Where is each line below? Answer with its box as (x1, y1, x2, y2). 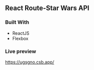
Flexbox (12, 35, 29, 41)
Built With (5, 19, 30, 26)
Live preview (5, 48, 36, 55)
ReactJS (12, 30, 30, 36)
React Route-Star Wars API (5, 4, 90, 12)
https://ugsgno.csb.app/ (5, 59, 55, 65)
